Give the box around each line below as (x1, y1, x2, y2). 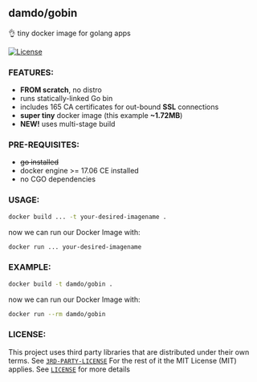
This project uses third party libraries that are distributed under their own (8, 347, 250, 356)
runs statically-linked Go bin (19, 94, 113, 104)
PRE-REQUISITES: (8, 140, 80, 151)
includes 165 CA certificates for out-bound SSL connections (19, 102, 219, 112)
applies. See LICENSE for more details (8, 364, 131, 374)
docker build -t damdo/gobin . (8, 280, 113, 288)
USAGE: (8, 194, 40, 205)
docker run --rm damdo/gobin (8, 310, 106, 318)
